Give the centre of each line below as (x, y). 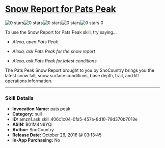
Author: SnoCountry (33, 130)
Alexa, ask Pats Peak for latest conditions (55, 60)
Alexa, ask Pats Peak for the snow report (54, 51)
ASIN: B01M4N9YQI (32, 124)
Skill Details (19, 98)
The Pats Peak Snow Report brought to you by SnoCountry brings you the (80, 70)
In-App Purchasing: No (36, 140)
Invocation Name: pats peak (41, 109)
